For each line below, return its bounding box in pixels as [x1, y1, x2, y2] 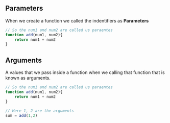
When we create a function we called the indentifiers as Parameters [5, 17, 149, 23]
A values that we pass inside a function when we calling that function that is [5, 69, 165, 76]
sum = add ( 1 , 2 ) [5, 113, 38, 118]
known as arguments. [5, 75, 51, 81]
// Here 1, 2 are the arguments [5, 108, 74, 113]
